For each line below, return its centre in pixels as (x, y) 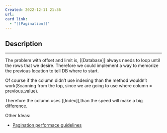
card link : (16, 19)
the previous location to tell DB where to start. (52, 71)
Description (24, 43)
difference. (16, 106)
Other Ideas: (18, 116)
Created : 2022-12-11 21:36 (33, 10)
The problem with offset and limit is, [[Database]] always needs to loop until (83, 61)
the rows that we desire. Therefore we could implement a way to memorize (82, 66)
